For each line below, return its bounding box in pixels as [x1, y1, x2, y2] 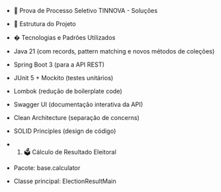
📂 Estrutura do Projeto [13, 20, 77, 27]
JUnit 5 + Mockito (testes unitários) [13, 74, 114, 82]
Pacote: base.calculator [13, 164, 81, 171]
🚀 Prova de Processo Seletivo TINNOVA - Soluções [13, 7, 158, 14]
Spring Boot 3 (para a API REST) [13, 60, 105, 69]
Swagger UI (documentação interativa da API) [13, 100, 144, 108]
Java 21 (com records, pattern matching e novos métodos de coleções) [13, 47, 215, 55]
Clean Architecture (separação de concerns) [13, 114, 140, 121]
